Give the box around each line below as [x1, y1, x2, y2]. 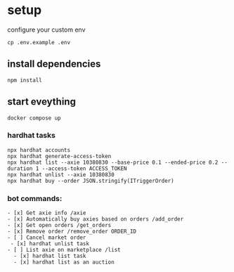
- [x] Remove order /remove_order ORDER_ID [7, 228, 137, 235]
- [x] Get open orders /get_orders [7, 222, 112, 229]
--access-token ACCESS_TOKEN [41, 164, 128, 172]
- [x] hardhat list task [13, 252, 86, 260]
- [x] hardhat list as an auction [13, 259, 115, 266]
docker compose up [7, 115, 61, 122]
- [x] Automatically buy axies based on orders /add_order [7, 216, 184, 223]
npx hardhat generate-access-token [7, 153, 112, 160]
